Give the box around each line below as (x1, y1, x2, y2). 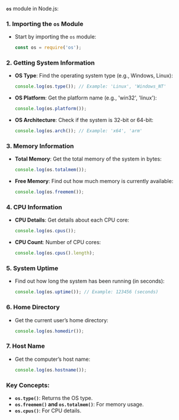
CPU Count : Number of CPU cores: (14, 239, 101, 246)
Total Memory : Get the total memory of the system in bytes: (14, 155, 162, 162)
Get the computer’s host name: (14, 355, 91, 363)
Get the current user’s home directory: (14, 316, 108, 323)
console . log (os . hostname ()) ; (14, 367, 87, 373)
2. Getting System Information (6, 59, 95, 67)
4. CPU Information (6, 203, 62, 211)
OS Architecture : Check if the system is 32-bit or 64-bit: (14, 117, 154, 124)
